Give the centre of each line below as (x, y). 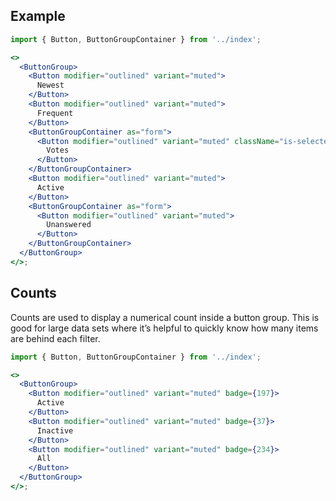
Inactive (55, 430)
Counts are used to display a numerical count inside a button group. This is (165, 317)
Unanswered (69, 225)
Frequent (55, 113)
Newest (50, 85)
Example (38, 16)
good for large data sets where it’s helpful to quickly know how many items (164, 328)
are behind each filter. (55, 338)
